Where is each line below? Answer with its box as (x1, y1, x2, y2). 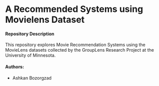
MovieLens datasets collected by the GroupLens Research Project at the (5, 47, 154, 53)
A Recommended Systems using (5, 3, 143, 15)
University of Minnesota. (5, 52, 56, 58)
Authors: (5, 64, 24, 70)
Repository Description (5, 31, 54, 37)
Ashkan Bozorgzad (12, 75, 51, 81)
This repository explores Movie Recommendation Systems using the (5, 42, 146, 48)
